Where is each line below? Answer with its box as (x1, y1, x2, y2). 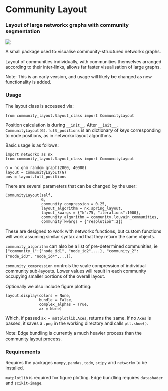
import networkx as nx (5, 152, 53, 157)
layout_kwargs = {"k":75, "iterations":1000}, (41, 210, 141, 215)
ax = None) (39, 306, 62, 311)
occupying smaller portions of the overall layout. (5, 273, 106, 280)
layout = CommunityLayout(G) (5, 170, 67, 175)
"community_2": (106, 248, 139, 253)
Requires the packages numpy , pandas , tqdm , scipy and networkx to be (5, 360, 147, 366)
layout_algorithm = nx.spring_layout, (41, 206, 123, 211)
